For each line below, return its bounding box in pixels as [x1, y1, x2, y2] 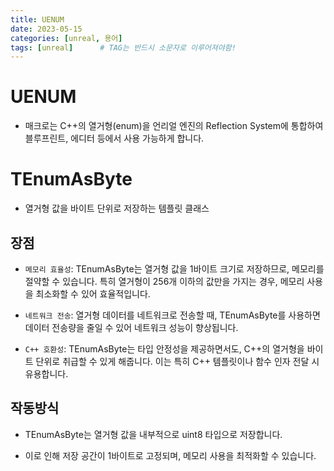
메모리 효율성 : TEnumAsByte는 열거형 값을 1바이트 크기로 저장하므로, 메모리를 [24, 262, 325, 275]
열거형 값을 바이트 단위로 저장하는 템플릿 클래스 [24, 202, 210, 215]
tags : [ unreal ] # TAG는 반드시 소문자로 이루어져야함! [10, 42, 237, 53]
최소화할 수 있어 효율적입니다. [35, 287, 151, 300]
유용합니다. [24, 367, 69, 380]
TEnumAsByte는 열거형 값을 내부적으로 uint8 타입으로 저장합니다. [24, 428, 283, 440]
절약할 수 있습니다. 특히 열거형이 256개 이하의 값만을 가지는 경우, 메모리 [24, 275, 305, 287]
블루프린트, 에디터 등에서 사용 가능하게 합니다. [24, 132, 205, 145]
